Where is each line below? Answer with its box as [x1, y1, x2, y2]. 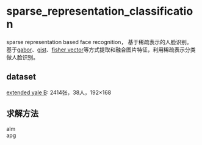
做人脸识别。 [6, 53, 38, 61]
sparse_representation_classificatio [6, 4, 193, 18]
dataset [6, 72, 37, 82]
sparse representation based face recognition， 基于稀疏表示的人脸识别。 [6, 38, 192, 45]
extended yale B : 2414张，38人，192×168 [6, 89, 112, 96]
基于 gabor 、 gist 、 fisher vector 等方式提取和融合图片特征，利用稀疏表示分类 [6, 46, 197, 53]
